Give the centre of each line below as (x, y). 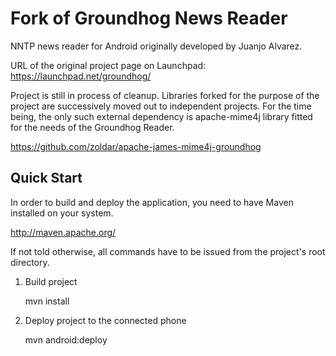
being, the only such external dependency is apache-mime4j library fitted (161, 116)
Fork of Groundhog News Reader (149, 18)
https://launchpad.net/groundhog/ (81, 76)
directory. (30, 262)
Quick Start (46, 178)
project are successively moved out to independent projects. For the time (161, 106)
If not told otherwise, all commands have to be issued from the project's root (168, 251)
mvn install (47, 301)
